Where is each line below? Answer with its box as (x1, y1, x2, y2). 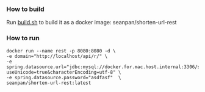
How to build (6, 5, 45, 13)
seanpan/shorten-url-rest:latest (6, 80, 92, 86)
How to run (6, 34, 40, 43)
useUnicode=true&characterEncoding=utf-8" (6, 69, 116, 75)
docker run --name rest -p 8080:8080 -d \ (6, 48, 116, 54)
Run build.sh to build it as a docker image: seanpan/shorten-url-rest (6, 19, 177, 26)
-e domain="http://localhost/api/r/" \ (6, 53, 108, 59)
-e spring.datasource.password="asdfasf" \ (6, 74, 121, 80)
